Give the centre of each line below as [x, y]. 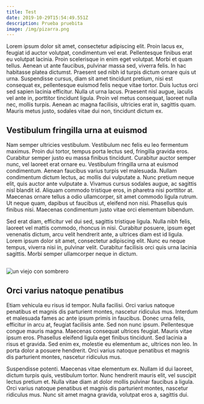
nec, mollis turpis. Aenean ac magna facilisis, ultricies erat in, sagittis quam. [101, 105]
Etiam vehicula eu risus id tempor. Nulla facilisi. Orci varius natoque [90, 305]
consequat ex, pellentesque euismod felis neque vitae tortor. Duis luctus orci [102, 85]
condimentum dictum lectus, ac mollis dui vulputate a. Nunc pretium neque [100, 177]
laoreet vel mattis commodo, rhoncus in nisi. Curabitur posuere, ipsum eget [101, 228]
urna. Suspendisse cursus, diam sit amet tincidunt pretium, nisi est [90, 79]
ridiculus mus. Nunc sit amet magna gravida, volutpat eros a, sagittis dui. [97, 395]
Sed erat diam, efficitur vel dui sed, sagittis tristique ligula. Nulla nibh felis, [99, 221]
